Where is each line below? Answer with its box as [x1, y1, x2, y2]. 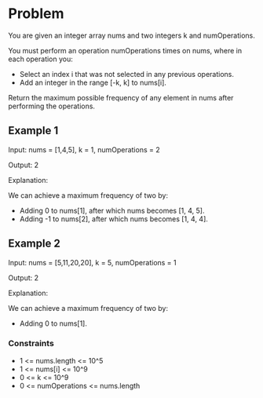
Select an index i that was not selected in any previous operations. [19, 69, 234, 79]
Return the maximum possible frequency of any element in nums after [8, 93, 234, 102]
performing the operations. [8, 101, 96, 111]
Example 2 [8, 237, 60, 250]
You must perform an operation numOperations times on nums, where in [8, 46, 243, 55]
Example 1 [8, 124, 59, 137]
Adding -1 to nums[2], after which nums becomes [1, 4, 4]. [19, 214, 208, 224]
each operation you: [8, 54, 73, 64]
